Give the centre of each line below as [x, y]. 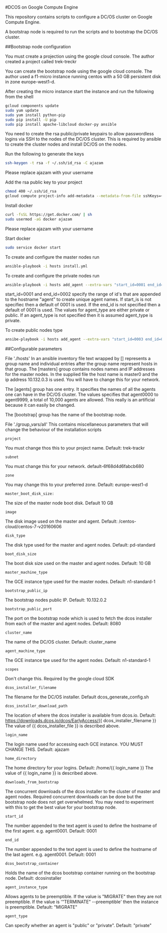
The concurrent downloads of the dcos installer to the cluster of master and [83, 792]
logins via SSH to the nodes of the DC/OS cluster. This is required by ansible [83, 139]
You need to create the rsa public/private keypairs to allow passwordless [80, 134]
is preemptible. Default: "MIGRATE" [41, 907]
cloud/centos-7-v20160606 [34, 527]
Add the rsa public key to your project [44, 182]
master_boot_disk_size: [30, 494]
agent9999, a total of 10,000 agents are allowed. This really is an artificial [80, 400]
